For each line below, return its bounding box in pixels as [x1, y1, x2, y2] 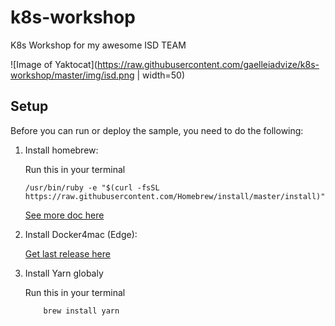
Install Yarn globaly [24, 267, 104, 279]
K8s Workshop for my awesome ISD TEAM [10, 39, 187, 51]
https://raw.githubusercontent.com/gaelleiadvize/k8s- [96, 58, 320, 70]
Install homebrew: [24, 144, 99, 156]
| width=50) [136, 69, 186, 81]
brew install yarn [43, 306, 120, 316]
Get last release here [24, 247, 111, 260]
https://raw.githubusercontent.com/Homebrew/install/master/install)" [24, 191, 326, 201]
